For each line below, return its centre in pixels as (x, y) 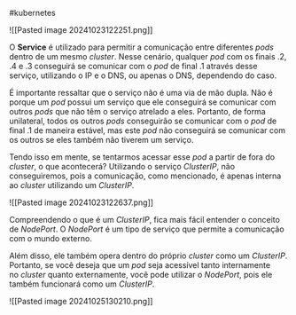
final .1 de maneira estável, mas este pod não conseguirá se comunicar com (148, 130)
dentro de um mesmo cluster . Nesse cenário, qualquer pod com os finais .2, (148, 56)
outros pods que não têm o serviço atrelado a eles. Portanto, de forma (137, 111)
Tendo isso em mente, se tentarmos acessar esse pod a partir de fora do (142, 157)
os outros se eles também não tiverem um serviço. (101, 140)
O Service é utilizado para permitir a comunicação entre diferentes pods (142, 47)
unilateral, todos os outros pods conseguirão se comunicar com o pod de (143, 121)
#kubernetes (32, 13)
